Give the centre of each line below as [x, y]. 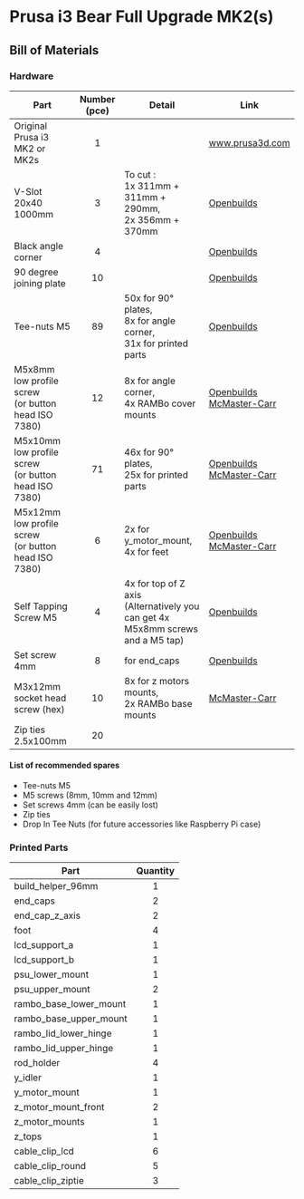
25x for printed [156, 475]
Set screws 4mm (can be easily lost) [90, 805]
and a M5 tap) [154, 640]
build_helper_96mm [56, 886]
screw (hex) [39, 709]
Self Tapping [41, 606]
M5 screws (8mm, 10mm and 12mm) [90, 796]
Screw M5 [36, 617]
